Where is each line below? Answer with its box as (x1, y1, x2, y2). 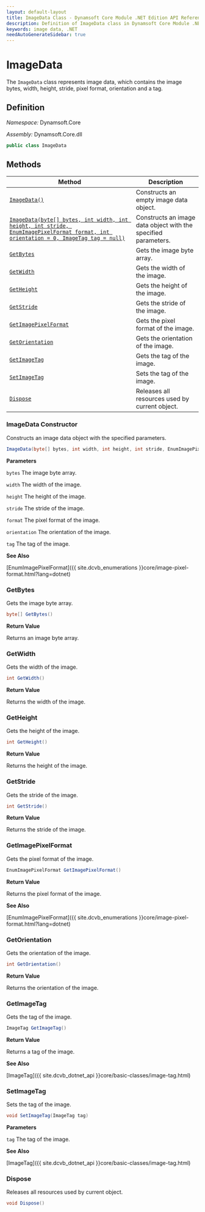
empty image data (135, 195, 188, 204)
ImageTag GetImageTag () (6, 1025, 67, 1032)
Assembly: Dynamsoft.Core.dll (6, 130, 82, 138)
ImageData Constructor (6, 420, 78, 429)
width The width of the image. (6, 481, 82, 488)
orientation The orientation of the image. (6, 528, 111, 535)
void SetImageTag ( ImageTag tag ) (6, 1113, 88, 1119)
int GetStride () (6, 803, 48, 809)
